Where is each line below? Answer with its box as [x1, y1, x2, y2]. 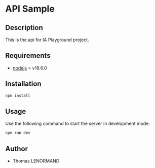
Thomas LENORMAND [12, 158, 60, 164]
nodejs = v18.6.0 [12, 64, 47, 71]
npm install [5, 93, 30, 98]
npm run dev [5, 130, 30, 136]
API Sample [5, 3, 55, 15]
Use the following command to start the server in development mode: [5, 120, 150, 127]
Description [5, 23, 43, 32]
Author [5, 144, 28, 153]
